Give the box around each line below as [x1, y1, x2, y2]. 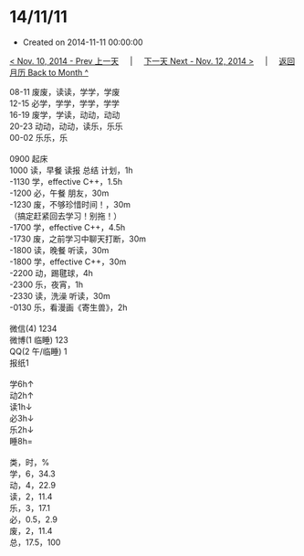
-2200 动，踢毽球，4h [9, 267, 93, 278]
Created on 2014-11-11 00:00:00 [22, 37, 143, 48]
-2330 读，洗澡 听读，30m [9, 290, 111, 301]
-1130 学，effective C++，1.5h [9, 176, 123, 187]
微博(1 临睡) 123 [9, 334, 68, 345]
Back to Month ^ [26, 67, 89, 78]
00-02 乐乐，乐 [9, 132, 68, 143]
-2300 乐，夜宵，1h [9, 279, 84, 290]
